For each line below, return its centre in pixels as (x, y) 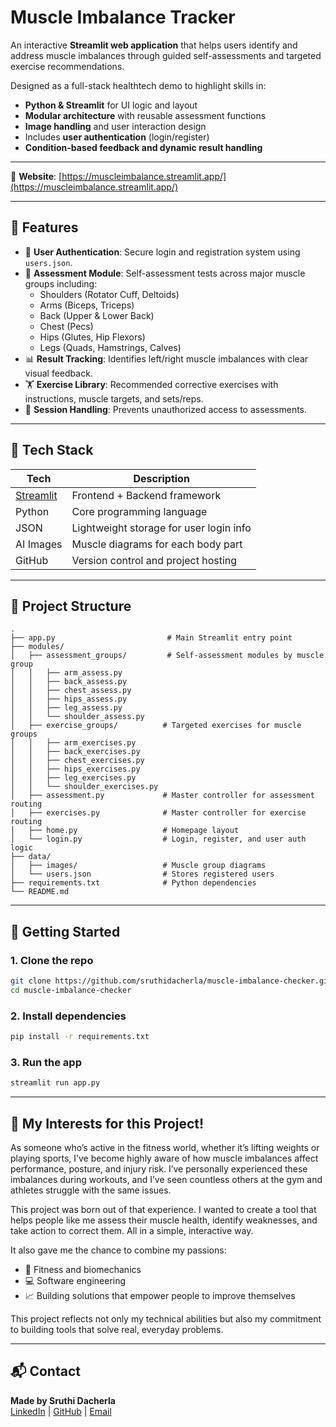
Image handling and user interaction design (115, 126)
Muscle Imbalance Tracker (123, 17)
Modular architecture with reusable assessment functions (145, 115)
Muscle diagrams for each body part (157, 544)
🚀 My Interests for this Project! (107, 1123)
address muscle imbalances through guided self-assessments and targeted (166, 55)
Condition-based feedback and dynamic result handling (143, 147)
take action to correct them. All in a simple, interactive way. (132, 1230)
